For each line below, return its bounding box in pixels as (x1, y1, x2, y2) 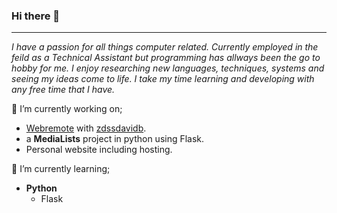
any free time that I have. (11, 84, 116, 96)
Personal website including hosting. (25, 144, 173, 156)
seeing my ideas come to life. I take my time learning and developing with (11, 73, 315, 85)
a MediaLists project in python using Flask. (25, 133, 205, 145)
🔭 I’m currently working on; (11, 103, 123, 115)
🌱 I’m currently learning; (11, 163, 111, 175)
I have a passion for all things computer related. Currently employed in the (11, 41, 319, 53)
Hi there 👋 (11, 9, 61, 23)
